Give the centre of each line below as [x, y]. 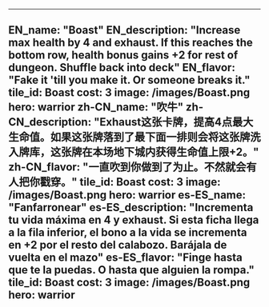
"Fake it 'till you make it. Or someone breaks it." [129, 80]
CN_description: [50, 122]
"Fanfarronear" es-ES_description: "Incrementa [131, 207]
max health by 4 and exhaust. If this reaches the [131, 43]
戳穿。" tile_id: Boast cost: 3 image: [130, 182]
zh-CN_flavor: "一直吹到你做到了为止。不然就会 [127, 167]
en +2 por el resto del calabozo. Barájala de [118, 245]
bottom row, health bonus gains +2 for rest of [123, 56]
